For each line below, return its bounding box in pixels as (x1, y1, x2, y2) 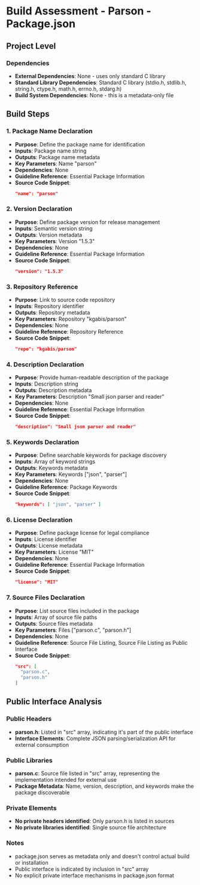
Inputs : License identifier (14, 536, 77, 543)
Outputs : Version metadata (14, 231, 83, 238)
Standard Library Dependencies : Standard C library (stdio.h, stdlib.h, (14, 79, 187, 86)
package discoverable (14, 789, 70, 796)
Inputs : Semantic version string (14, 225, 93, 232)
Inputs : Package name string (14, 147, 87, 154)
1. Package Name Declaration (6, 127, 93, 136)
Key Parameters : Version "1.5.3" (14, 237, 95, 244)
